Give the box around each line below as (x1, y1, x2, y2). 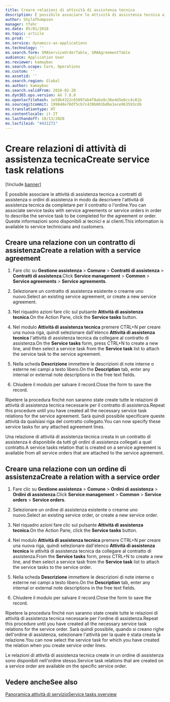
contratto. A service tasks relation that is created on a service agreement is (5, 444, 161, 450)
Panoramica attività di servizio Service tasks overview (5, 691, 117, 697)
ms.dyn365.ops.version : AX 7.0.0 (5, 93, 76, 98)
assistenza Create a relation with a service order (5, 472, 160, 481)
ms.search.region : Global (5, 78, 60, 83)
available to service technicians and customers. (5, 223, 105, 229)
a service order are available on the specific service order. (5, 663, 127, 669)
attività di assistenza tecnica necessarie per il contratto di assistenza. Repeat (5, 402, 165, 408)
